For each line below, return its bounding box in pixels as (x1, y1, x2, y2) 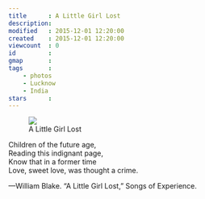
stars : (8, 94, 52, 102)
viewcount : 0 (8, 42, 60, 50)
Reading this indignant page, (8, 148, 103, 158)
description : (8, 19, 52, 27)
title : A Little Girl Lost (8, 11, 121, 20)
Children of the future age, (8, 140, 97, 150)
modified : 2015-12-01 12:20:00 (8, 27, 125, 35)
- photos (23, 72, 52, 80)
